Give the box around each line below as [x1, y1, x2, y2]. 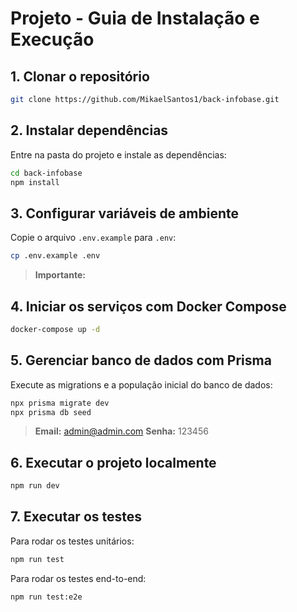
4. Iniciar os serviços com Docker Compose [10, 298, 287, 315]
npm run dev [10, 481, 60, 491]
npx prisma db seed [10, 407, 92, 417]
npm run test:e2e [10, 592, 83, 602]
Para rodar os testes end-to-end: [10, 572, 147, 584]
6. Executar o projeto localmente [10, 454, 217, 471]
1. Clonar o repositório [10, 68, 150, 85]
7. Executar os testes [10, 508, 143, 526]
